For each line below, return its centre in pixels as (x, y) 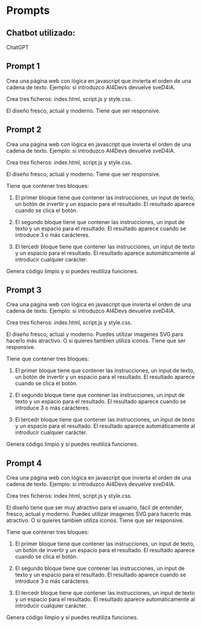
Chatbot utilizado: (41, 33)
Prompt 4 (24, 463)
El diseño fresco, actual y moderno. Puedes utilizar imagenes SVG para (95, 334)
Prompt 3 (24, 290)
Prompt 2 (24, 130)
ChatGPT (18, 47)
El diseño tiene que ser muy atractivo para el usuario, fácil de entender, (95, 507)
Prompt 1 (23, 66)
